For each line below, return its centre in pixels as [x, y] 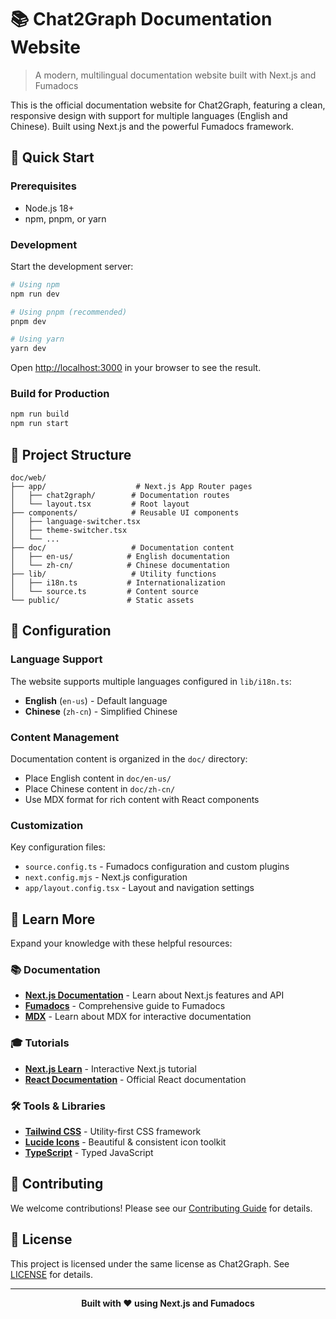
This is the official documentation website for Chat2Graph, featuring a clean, [168, 105]
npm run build [40, 414]
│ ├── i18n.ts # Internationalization [118, 583]
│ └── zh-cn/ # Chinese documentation [120, 566]
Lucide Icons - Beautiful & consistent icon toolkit [125, 1142]
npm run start [40, 424]
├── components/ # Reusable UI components [125, 513]
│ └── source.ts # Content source [104, 592]
